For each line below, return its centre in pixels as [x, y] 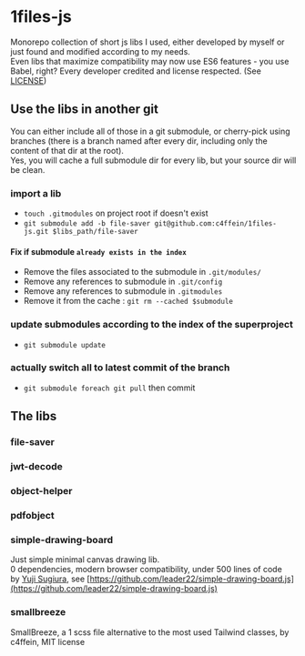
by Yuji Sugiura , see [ [50, 579]
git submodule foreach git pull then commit [109, 388]
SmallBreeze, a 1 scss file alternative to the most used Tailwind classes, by [150, 632]
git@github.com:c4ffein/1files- [215, 224]
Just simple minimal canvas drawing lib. [85, 560]
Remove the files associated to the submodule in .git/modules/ [142, 272]
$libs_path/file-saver [96, 232]
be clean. [28, 169]
